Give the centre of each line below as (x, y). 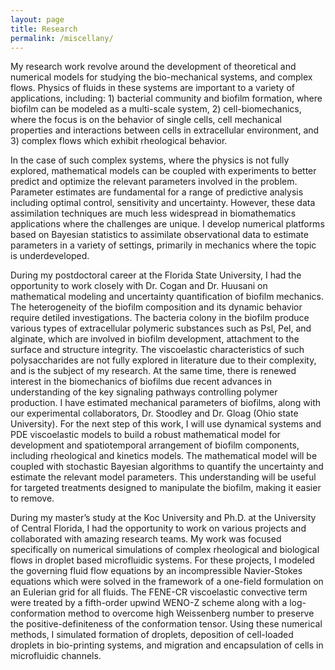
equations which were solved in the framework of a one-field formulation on (167, 582)
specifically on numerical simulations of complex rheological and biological (165, 550)
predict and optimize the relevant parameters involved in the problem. (154, 182)
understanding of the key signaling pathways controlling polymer (144, 392)
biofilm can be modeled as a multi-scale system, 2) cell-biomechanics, (156, 109)
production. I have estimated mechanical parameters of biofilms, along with (166, 403)
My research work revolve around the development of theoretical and (153, 67)
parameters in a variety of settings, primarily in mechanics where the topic (163, 245)
